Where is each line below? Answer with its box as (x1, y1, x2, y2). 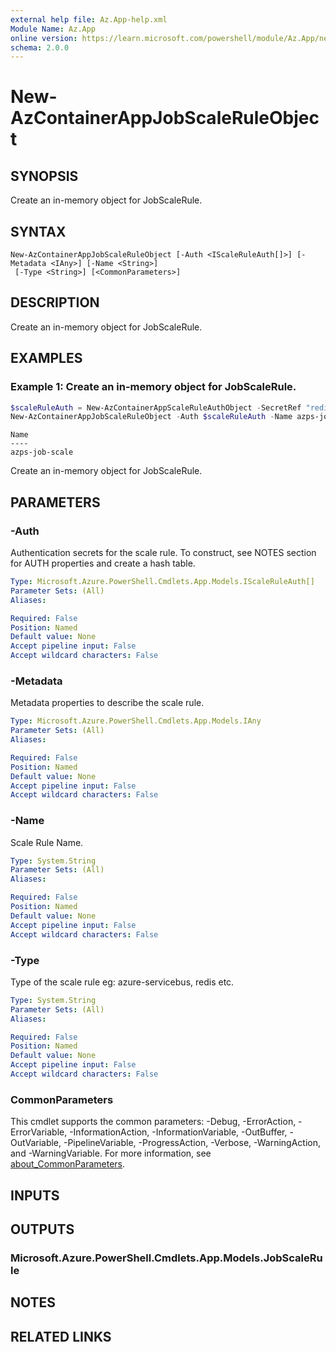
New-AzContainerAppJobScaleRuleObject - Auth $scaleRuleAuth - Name (10, 412, 293, 422)
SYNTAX (10, 223, 67, 240)
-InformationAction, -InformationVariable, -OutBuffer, (69, 1126, 288, 1138)
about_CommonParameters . (10, 1158, 126, 1170)
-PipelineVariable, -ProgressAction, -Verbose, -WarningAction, (63, 1137, 322, 1149)
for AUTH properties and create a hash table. (10, 557, 196, 569)
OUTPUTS (10, 1221, 75, 1238)
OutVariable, (10, 1137, 62, 1149)
